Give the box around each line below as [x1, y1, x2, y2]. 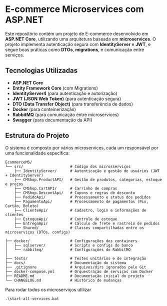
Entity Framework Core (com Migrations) [12, 85, 98, 91]
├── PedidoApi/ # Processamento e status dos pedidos [14, 194, 151, 199]
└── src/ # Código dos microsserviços [5, 164, 131, 169]
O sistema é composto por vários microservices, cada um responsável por [5, 144, 158, 150]
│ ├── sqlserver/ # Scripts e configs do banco [5, 242, 133, 248]
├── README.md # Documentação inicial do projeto [5, 273, 144, 278]
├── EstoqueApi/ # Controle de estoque [14, 216, 117, 221]
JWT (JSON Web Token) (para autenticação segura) [12, 95, 121, 101]
